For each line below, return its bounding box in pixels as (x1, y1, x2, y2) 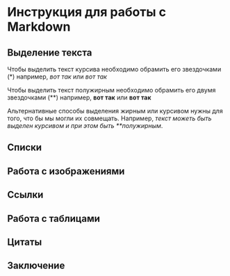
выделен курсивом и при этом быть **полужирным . (7, 122, 163, 129)
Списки (7, 142, 42, 154)
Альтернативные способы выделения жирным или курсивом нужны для (7, 107, 224, 115)
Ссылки (7, 189, 44, 201)
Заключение (7, 260, 65, 272)
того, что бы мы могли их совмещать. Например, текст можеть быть (7, 114, 212, 122)
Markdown (7, 19, 71, 35)
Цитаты (7, 236, 42, 247)
